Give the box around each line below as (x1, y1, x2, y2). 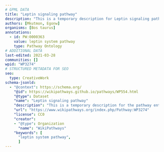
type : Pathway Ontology (14, 44, 62, 49)
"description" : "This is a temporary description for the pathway (14, 103, 152, 108)
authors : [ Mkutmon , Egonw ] (5, 21, 60, 26)
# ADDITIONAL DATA (5, 48, 42, 53)
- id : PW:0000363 (9, 35, 45, 40)
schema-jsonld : (5, 80, 36, 85)
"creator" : (14, 116, 36, 122)
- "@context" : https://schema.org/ (9, 84, 82, 90)
